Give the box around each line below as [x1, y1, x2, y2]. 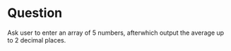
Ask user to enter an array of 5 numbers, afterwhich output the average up [7, 28, 225, 37]
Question [7, 5, 62, 21]
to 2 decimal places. [7, 35, 66, 44]
